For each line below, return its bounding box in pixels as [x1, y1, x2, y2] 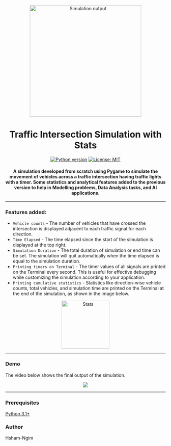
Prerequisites [5, 399, 39, 406]
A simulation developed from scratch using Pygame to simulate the [13, 168, 158, 174]
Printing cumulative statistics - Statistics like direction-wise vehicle [12, 280, 161, 286]
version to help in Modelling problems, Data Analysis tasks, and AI [14, 184, 157, 191]
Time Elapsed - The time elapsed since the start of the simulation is [12, 237, 154, 243]
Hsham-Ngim [5, 435, 34, 441]
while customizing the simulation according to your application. [12, 274, 146, 280]
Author [5, 423, 23, 430]
